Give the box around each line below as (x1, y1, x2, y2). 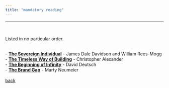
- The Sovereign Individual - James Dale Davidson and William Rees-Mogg (5, 51, 162, 57)
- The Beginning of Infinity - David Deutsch (5, 61, 97, 67)
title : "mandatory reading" (5, 7, 64, 13)
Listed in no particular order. (5, 36, 64, 42)
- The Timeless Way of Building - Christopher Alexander (5, 56, 123, 62)
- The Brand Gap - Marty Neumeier (5, 66, 79, 73)
